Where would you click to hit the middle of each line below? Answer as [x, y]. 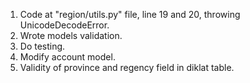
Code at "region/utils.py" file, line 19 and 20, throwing [130, 14]
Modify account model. [67, 57]
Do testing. [42, 46]
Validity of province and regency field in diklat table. [127, 67]
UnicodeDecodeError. [64, 25]
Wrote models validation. [71, 35]
